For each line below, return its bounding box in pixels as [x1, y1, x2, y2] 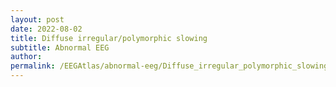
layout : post [10, 14, 65, 25]
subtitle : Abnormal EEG [10, 42, 110, 53]
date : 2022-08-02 [10, 24, 83, 34]
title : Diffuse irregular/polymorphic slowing [10, 33, 208, 43]
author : [10, 52, 43, 62]
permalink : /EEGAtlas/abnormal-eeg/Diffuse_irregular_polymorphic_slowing [10, 61, 329, 71]
